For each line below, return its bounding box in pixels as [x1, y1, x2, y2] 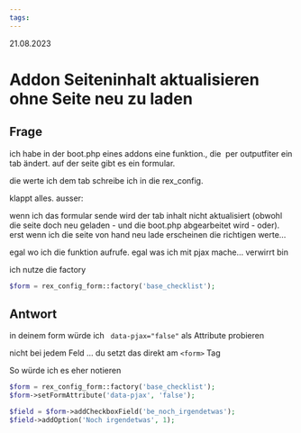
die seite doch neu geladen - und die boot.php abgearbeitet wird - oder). [9, 220, 280, 230]
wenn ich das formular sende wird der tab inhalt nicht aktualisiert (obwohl [9, 210, 283, 221]
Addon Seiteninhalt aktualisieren [9, 69, 260, 90]
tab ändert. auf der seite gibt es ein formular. [9, 158, 176, 168]
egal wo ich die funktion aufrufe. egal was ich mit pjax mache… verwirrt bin [9, 247, 288, 257]
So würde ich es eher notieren [9, 365, 122, 376]
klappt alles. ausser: [9, 193, 84, 203]
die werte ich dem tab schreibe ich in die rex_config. [9, 175, 204, 185]
